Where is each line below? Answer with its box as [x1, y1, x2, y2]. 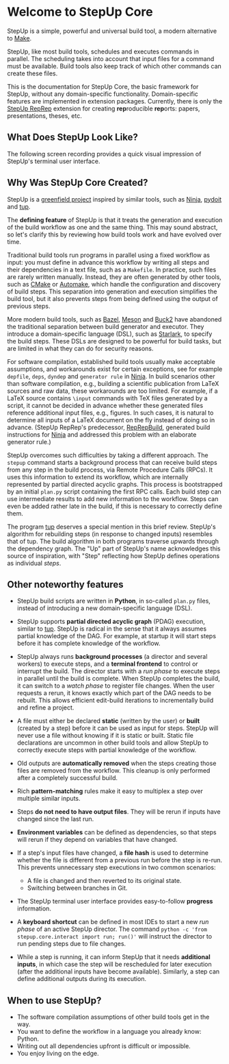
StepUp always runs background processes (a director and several [16, 653, 208, 661]
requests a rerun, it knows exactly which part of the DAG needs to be [16, 689, 212, 697]
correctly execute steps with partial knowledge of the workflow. [16, 746, 197, 754]
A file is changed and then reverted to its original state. [27, 877, 182, 885]
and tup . [7, 202, 31, 210]
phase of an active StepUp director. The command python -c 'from [16, 925, 207, 933]
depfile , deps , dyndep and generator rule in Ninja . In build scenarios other [7, 372, 215, 380]
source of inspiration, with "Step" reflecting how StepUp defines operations [7, 551, 220, 559]
